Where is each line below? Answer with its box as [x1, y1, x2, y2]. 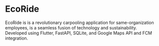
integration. [5, 35, 28, 41]
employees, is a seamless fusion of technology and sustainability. [5, 24, 137, 30]
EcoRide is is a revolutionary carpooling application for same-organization [5, 20, 154, 25]
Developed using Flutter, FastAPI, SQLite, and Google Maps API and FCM [5, 30, 153, 36]
